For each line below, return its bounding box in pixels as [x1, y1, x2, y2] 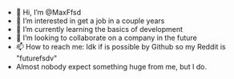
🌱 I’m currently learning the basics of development [15, 25, 183, 34]
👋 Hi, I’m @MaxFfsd [15, 8, 82, 17]
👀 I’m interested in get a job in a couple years [15, 16, 165, 26]
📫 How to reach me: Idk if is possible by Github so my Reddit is [15, 42, 226, 51]
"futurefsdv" [15, 53, 58, 63]
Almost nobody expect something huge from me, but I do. [15, 62, 208, 71]
